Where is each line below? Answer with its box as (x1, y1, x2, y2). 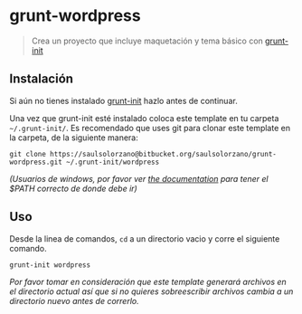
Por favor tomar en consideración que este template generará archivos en (9, 276, 287, 287)
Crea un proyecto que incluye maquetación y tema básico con (31, 35, 264, 46)
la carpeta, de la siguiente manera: (9, 132, 138, 143)
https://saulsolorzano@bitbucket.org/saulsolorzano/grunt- (49, 149, 278, 158)
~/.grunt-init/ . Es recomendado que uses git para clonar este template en (9, 122, 291, 133)
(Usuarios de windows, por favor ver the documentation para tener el (9, 173, 269, 184)
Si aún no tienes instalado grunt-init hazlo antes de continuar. (9, 95, 238, 106)
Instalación (9, 71, 74, 87)
